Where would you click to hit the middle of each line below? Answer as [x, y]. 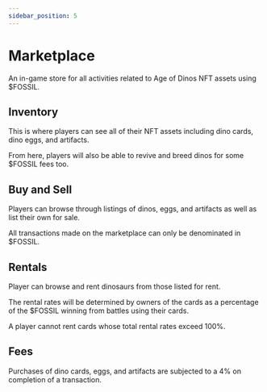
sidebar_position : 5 [43, 16]
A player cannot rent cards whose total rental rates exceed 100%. [117, 326]
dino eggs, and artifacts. [49, 140]
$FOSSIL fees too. [39, 164]
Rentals [28, 267]
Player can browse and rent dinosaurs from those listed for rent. [115, 286]
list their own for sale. [44, 218]
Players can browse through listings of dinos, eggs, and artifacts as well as [133, 209]
